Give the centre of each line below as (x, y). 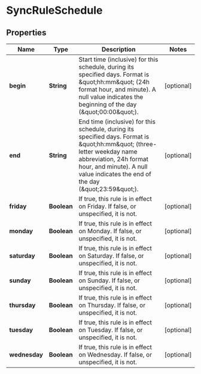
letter (86, 152)
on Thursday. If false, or (112, 305)
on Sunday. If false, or (109, 280)
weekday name (116, 152)
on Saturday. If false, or (111, 256)
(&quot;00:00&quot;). (109, 112)
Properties (26, 33)
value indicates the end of (115, 174)
